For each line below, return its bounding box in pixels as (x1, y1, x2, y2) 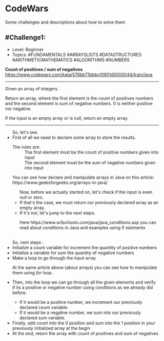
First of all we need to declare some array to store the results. (12, 134, 136, 140)
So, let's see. (12, 129, 39, 135)
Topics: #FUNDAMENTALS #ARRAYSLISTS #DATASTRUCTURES (12, 52, 142, 57)
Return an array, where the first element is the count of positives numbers (5, 95, 154, 101)
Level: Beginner (12, 46, 44, 52)
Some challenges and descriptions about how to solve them (5, 19, 125, 25)
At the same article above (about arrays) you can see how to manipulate (12, 264, 157, 270)
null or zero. (19, 194, 44, 200)
